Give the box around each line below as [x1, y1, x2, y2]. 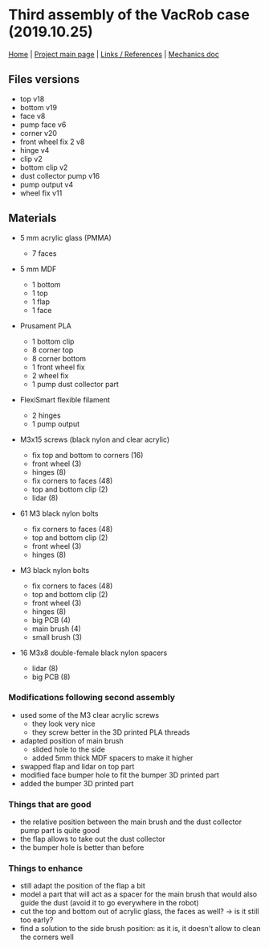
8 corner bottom [31, 353, 87, 363]
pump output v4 [19, 179, 74, 189]
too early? [19, 915, 54, 925]
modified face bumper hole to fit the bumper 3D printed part [19, 770, 219, 780]
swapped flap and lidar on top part [19, 761, 135, 771]
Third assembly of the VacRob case [8, 6, 251, 24]
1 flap [31, 296, 51, 307]
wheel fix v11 [19, 188, 63, 198]
